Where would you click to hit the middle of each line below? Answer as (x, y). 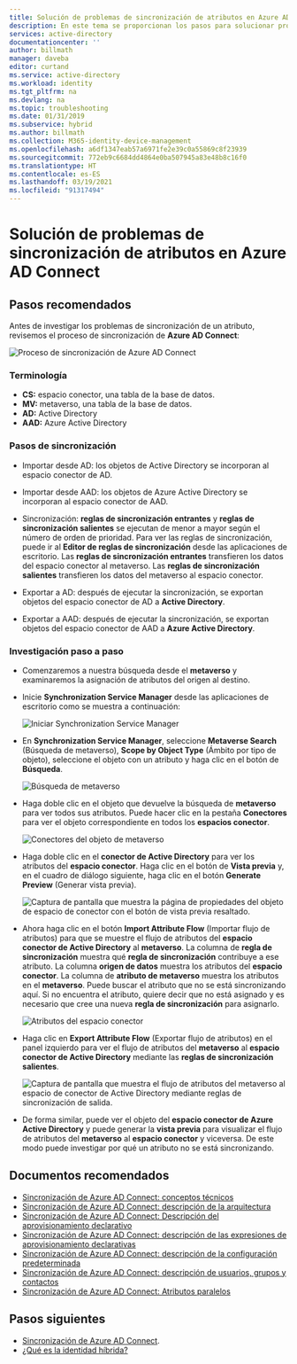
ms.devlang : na (37, 100)
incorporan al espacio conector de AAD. (95, 501)
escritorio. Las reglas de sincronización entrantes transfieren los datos (153, 556)
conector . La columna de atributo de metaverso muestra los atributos (150, 975)
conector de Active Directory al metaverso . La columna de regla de (147, 947)
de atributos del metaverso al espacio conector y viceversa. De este (148, 1138)
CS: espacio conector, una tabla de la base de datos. (118, 394)
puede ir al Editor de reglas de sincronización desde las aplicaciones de (154, 547)
